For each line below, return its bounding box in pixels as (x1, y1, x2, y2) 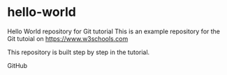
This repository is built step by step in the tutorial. (7, 48, 150, 56)
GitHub (7, 61, 28, 69)
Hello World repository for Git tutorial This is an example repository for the (7, 27, 221, 35)
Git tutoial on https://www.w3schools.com (7, 34, 129, 42)
